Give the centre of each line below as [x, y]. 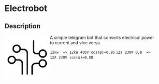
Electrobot [26, 8]
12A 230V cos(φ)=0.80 [72, 58]
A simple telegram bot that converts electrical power [102, 37]
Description [22, 26]
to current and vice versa [75, 43]
